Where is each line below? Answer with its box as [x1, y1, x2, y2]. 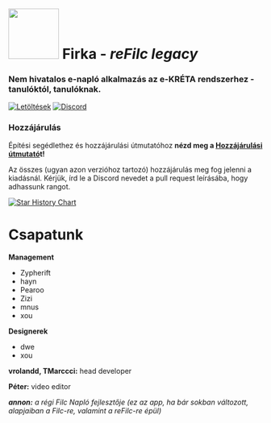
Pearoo [19, 284, 44, 294]
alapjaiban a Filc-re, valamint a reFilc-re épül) [8, 405, 162, 415]
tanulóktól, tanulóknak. [8, 84, 102, 95]
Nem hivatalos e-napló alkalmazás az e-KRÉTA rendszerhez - [8, 73, 255, 85]
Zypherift [19, 267, 51, 277]
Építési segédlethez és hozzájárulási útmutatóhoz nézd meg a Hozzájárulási [8, 140, 263, 150]
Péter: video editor [8, 381, 71, 391]
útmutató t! [8, 149, 46, 159]
